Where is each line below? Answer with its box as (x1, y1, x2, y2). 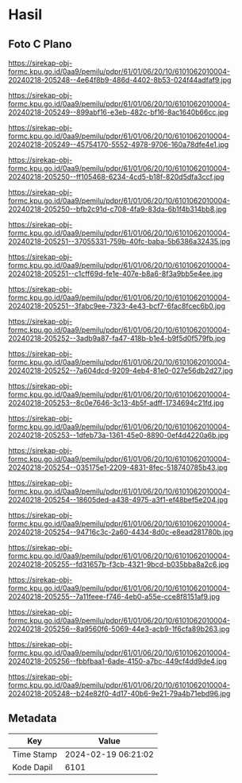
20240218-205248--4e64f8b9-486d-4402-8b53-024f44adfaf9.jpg (8, 76, 232, 84)
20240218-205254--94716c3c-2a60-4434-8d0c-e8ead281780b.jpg (8, 527, 234, 537)
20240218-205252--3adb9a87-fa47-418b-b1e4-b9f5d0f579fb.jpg (8, 334, 226, 343)
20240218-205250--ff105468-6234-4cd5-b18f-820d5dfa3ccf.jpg (8, 172, 225, 181)
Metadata (8, 711, 57, 725)
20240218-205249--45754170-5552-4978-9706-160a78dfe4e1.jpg (8, 140, 229, 149)
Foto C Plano (8, 37, 72, 51)
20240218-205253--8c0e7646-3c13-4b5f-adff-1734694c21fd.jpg (8, 398, 225, 407)
